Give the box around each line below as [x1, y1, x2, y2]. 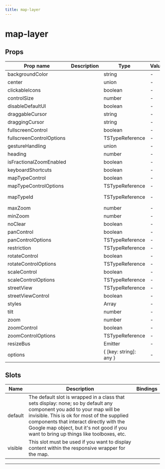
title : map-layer [5, 7, 41, 12]
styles [7, 300, 22, 307]
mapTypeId [7, 193, 33, 200]
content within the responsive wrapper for [28, 445, 126, 452]
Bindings [136, 386, 158, 392]
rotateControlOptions [7, 260, 56, 267]
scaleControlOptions [7, 276, 55, 283]
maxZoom [7, 204, 31, 211]
